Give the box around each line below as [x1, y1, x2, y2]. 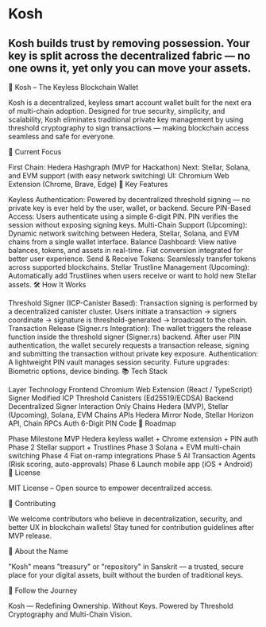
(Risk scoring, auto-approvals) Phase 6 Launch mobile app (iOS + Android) [8, 459, 253, 469]
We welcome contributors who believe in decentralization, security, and [8, 514, 243, 524]
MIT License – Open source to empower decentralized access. [8, 483, 213, 493]
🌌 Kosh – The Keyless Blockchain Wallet [8, 83, 139, 92]
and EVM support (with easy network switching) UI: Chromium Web [8, 171, 229, 180]
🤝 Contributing [8, 499, 56, 508]
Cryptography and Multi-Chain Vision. [8, 609, 133, 619]
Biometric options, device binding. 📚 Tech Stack [8, 367, 168, 376]
